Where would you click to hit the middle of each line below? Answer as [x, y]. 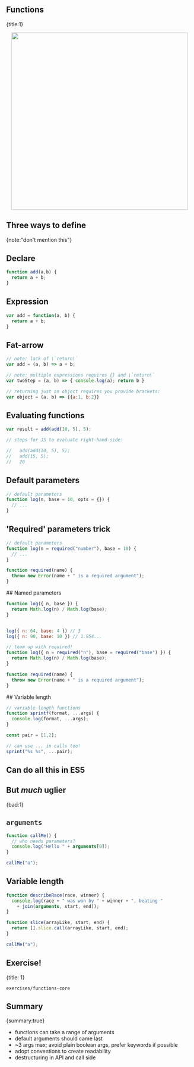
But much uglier [36, 790]
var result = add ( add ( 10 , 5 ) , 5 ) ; [49, 429]
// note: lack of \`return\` [42, 359]
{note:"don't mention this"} [39, 239]
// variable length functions [44, 708]
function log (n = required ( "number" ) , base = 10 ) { [71, 548]
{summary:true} [26, 1021]
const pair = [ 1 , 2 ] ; [32, 735]
